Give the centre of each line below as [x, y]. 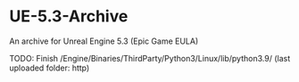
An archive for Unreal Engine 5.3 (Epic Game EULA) [104, 41]
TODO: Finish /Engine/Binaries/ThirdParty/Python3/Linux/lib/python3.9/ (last [150, 58]
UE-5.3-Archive [69, 16]
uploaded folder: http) [50, 68]
